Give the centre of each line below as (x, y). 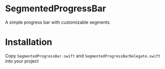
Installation (29, 42)
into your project (22, 61)
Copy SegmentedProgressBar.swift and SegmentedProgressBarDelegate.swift (83, 56)
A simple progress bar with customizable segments (57, 22)
